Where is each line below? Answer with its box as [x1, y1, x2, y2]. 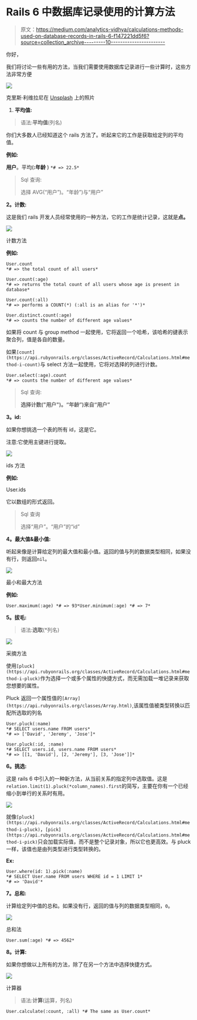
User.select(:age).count [6, 372, 67, 378]
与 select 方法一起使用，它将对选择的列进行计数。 [40, 361, 161, 368]
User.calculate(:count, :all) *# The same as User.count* [6, 1008, 151, 1014]
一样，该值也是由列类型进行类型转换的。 [6, 845, 104, 852]
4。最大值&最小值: [6, 535, 51, 542]
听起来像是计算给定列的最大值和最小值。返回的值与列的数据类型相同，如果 [6, 548, 186, 555]
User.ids [6, 486, 26, 493]
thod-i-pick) [6, 839, 38, 845]
